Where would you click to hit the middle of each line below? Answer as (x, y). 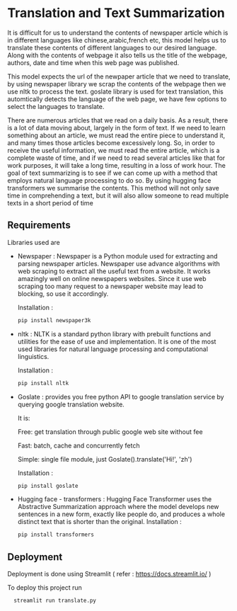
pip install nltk (43, 383)
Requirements (39, 225)
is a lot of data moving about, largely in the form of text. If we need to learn (116, 127)
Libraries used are (34, 242)
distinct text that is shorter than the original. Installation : (99, 522)
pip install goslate (48, 486)
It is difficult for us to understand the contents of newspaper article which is (118, 33)
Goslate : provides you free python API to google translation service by (121, 396)
